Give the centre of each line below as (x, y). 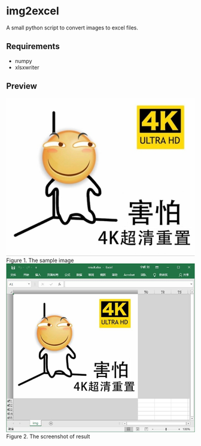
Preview (22, 86)
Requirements (33, 46)
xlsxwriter (27, 67)
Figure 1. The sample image (40, 260)
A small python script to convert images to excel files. (72, 28)
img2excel (33, 11)
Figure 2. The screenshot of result (48, 436)
